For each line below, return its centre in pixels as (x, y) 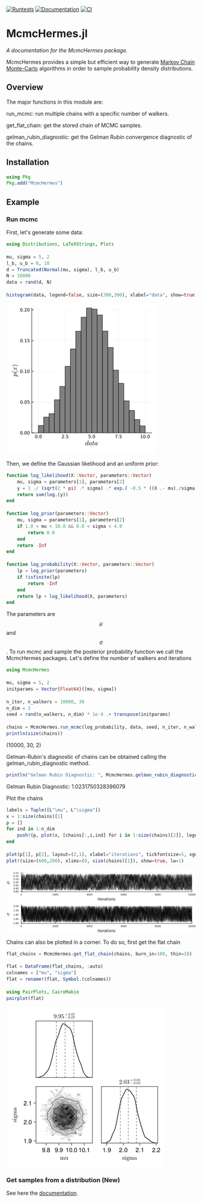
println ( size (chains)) (35, 734)
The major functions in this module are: (55, 102)
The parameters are (31, 614)
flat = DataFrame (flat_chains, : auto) (55, 967)
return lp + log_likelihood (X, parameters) (72, 596)
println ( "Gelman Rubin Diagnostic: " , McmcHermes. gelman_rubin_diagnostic (102, 775)
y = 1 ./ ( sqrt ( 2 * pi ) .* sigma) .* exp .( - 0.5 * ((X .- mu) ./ (99, 488)
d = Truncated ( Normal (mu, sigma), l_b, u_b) (63, 269)
